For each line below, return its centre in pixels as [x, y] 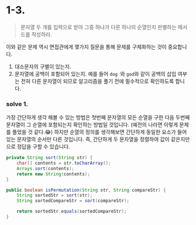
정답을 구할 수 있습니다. [43, 147]
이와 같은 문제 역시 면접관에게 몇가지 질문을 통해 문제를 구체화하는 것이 [86, 47]
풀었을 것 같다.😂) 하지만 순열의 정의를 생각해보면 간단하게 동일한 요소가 [94, 132]
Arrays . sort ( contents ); [46, 168]
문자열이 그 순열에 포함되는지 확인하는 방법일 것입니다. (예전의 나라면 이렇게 [92, 125]
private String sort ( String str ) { [49, 158]
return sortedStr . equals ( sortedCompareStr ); [72, 212]
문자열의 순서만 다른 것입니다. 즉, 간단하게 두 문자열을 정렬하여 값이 [93, 139]
